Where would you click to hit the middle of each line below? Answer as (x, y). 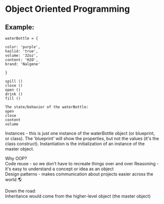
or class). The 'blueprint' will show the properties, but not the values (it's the (82, 139)
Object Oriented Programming (68, 9)
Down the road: (21, 191)
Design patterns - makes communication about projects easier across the (79, 174)
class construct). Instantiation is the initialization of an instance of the (75, 144)
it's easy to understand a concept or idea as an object (59, 169)
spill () (14, 81)
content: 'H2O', (22, 60)
